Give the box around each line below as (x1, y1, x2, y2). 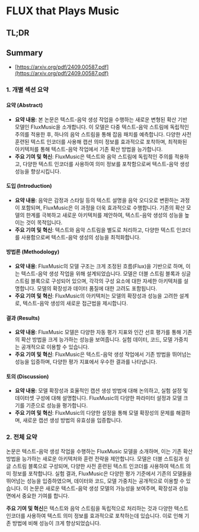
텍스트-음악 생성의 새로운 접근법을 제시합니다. (23, 299, 129, 306)
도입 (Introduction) (6, 182, 52, 190)
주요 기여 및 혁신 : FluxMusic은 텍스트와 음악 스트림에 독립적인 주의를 (14, 153, 174, 160)
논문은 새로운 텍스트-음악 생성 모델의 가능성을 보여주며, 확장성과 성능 (29, 485, 188, 492)
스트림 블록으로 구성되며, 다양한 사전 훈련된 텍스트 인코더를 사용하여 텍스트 (12, 462, 185, 469)
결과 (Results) (6, 314, 40, 321)
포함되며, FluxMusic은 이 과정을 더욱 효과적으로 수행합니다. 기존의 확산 (21, 204, 185, 211)
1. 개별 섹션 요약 (6, 86, 49, 94)
